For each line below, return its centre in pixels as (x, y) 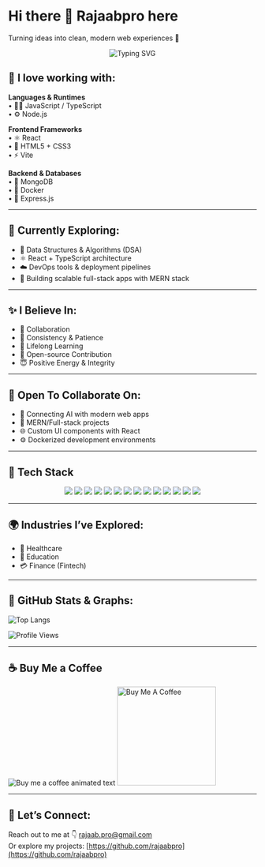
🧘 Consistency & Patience (62, 338)
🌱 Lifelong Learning (51, 346)
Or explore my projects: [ (49, 846)
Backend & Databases (45, 173)
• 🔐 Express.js (31, 198)
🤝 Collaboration (45, 329)
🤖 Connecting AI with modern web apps (84, 415)
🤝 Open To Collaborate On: (75, 395)
